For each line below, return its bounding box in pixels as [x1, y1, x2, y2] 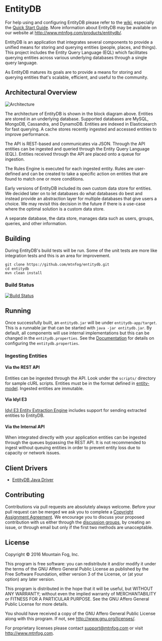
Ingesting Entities [5, 352, 48, 359]
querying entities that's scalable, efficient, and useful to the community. [5, 74, 148, 80]
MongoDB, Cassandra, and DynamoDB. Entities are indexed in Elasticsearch [5, 121, 157, 127]
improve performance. [5, 131, 50, 137]
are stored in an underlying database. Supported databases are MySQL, [5, 115, 149, 122]
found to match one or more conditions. [5, 176, 84, 181]
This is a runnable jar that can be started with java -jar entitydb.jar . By [5, 325, 152, 330]
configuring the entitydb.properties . [5, 340, 80, 346]
